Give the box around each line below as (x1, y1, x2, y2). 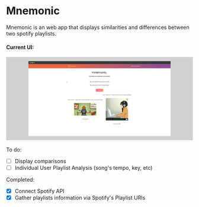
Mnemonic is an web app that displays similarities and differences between (6, 24, 190, 31)
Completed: (6, 176, 35, 183)
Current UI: (6, 43, 34, 51)
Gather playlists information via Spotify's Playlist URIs (14, 194, 146, 201)
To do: (6, 146, 22, 153)
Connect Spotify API (14, 187, 65, 195)
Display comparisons (14, 157, 66, 164)
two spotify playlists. (6, 30, 57, 37)
